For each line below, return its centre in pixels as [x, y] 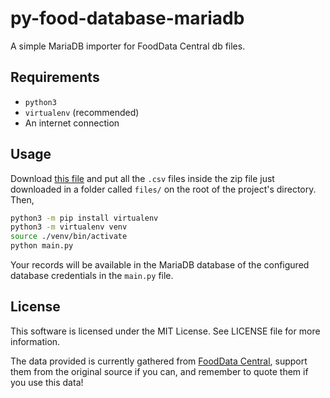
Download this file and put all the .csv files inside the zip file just [142, 178]
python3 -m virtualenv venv [69, 227]
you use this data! [47, 382]
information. [35, 341]
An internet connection [72, 123]
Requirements [55, 77]
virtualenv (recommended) [82, 112]
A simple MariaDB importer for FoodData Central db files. [128, 46]
